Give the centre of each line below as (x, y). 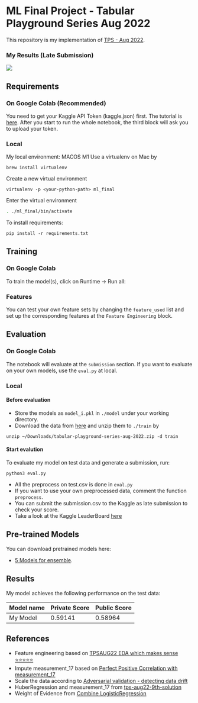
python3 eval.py (26, 474)
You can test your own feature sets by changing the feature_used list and (95, 309)
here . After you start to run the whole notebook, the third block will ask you (97, 122)
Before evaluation (28, 400)
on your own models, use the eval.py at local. (62, 370)
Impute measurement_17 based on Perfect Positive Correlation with (96, 668)
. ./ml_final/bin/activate (39, 211)
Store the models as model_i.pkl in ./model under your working (92, 413)
